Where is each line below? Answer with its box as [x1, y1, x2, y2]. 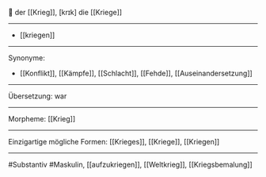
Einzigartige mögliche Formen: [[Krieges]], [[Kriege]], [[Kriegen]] [8, 137, 220, 146]
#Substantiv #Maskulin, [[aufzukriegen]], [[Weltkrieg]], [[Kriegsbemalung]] [8, 160, 253, 169]
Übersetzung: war [8, 91, 67, 101]
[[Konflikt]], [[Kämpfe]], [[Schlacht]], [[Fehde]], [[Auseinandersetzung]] [19, 68, 253, 78]
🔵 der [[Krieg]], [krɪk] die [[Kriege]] [8, 8, 123, 17]
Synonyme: [8, 53, 45, 63]
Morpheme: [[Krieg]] [8, 114, 76, 123]
